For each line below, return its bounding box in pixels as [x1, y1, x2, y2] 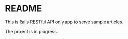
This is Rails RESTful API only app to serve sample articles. [5, 19, 124, 25]
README [5, 3, 42, 14]
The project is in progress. [5, 28, 58, 34]
